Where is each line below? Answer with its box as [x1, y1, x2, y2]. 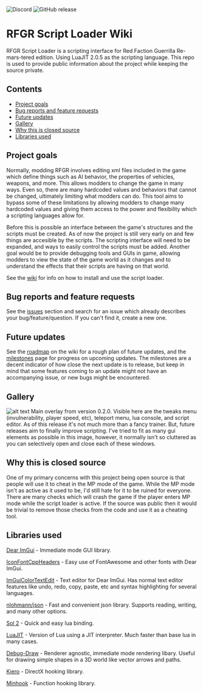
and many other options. [6, 607, 68, 615]
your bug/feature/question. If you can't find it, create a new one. [6, 314, 167, 322]
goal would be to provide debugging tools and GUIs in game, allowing [6, 249, 181, 257]
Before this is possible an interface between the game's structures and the [6, 223, 193, 231]
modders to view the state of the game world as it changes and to [6, 256, 171, 263]
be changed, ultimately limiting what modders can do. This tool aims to [6, 192, 184, 200]
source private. [6, 66, 44, 74]
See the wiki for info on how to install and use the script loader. [6, 274, 164, 281]
